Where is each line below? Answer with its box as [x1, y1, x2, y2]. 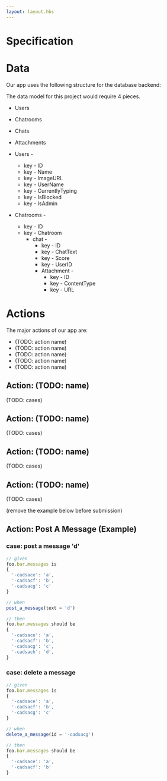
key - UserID [41, 261, 72, 268]
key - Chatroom [23, 229, 62, 236]
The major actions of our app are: [6, 327, 88, 334]
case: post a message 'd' [6, 542, 80, 550]
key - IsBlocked [23, 193, 62, 200]
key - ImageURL [23, 174, 63, 181]
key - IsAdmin [23, 200, 58, 207]
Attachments [14, 139, 46, 146]
